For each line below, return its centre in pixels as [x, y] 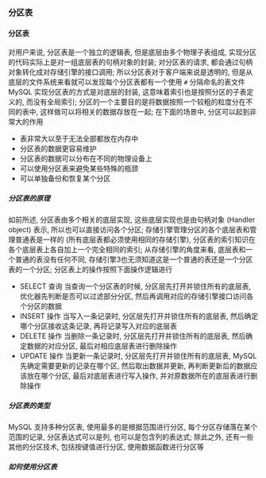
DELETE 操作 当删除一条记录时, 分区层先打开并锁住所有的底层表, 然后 [133, 336]
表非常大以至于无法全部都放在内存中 [79, 139]
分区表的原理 [29, 198]
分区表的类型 [29, 405]
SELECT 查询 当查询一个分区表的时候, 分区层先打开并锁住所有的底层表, [135, 286]
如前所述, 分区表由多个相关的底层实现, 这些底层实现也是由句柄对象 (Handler [132, 220]
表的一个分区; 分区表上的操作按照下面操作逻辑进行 [91, 270]
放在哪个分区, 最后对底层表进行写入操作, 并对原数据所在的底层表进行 [139, 376]
